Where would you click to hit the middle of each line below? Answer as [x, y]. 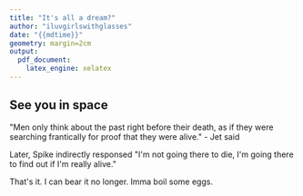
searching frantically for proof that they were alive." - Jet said [125, 136]
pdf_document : [44, 60]
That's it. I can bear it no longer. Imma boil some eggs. [111, 181]
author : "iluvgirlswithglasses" [71, 26]
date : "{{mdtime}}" [46, 34]
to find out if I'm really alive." [63, 163]
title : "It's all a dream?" [63, 18]
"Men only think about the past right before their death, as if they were [141, 127]
